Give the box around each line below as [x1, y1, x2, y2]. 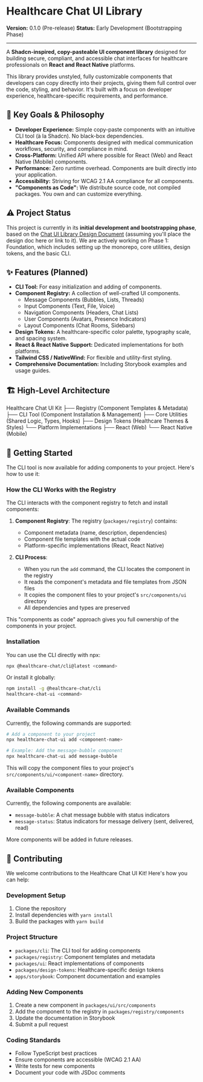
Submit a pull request [14, 1021, 68, 1028]
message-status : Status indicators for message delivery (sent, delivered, [14, 818, 194, 825]
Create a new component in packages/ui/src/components [14, 1001, 156, 1009]
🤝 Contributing [6, 853, 63, 864]
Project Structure [6, 933, 58, 941]
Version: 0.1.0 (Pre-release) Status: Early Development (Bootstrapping [6, 24, 182, 32]
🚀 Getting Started [6, 447, 73, 458]
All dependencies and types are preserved [24, 604, 130, 612]
